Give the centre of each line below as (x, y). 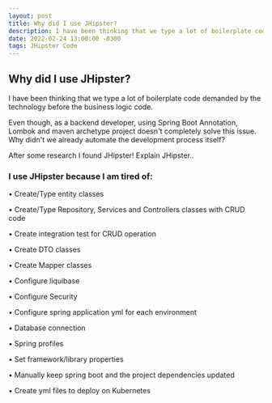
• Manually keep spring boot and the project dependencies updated (121, 375)
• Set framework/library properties (66, 359)
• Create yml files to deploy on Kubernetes (80, 391)
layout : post (30, 16)
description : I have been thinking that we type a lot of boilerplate (130, 31)
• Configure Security (43, 297)
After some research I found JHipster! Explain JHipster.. (101, 155)
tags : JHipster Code (43, 46)
